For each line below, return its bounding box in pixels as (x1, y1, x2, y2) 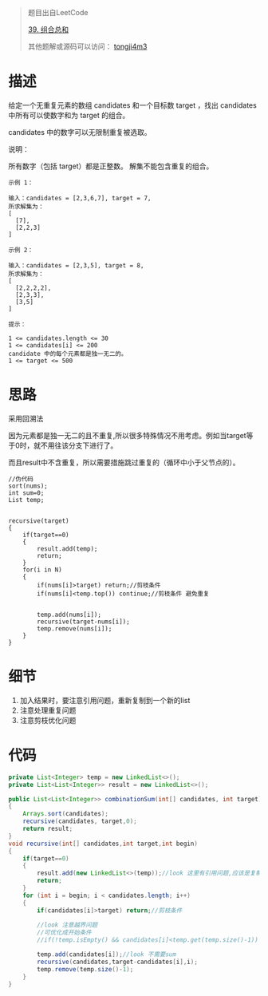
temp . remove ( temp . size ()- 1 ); (37, 965, 134, 973)
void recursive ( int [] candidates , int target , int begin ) (8, 840, 198, 848)
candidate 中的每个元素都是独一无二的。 (8, 350, 128, 358)
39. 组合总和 (27, 25, 69, 34)
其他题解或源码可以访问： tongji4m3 (27, 41, 148, 51)
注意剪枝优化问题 (19, 715, 77, 725)
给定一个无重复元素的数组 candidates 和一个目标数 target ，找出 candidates (8, 100, 257, 110)
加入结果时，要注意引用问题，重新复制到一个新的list (19, 695, 191, 705)
